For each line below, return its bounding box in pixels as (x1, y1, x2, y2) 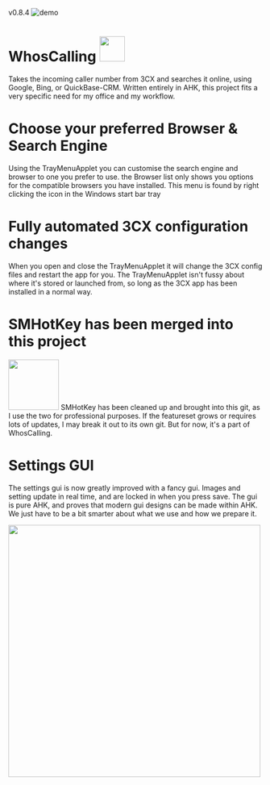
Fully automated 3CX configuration (8, 218, 249, 236)
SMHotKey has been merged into (8, 315, 234, 333)
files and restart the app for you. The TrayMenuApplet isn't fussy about (8, 269, 244, 279)
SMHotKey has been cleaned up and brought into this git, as (60, 402, 260, 411)
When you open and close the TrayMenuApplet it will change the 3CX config (8, 261, 263, 270)
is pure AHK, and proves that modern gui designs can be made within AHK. (8, 500, 258, 510)
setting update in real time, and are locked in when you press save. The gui (8, 491, 258, 501)
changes (8, 235, 69, 253)
